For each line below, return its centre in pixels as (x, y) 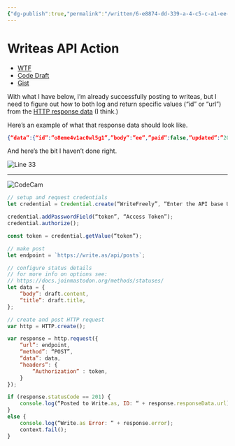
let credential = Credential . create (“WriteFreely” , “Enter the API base (115, 204)
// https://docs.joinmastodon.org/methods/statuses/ (86, 281)
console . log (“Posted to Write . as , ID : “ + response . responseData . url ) (125, 404)
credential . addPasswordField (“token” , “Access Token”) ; (90, 217)
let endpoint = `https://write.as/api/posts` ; (76, 255)
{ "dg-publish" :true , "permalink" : (56, 14)
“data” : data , (40, 358)
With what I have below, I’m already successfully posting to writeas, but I (112, 96)
